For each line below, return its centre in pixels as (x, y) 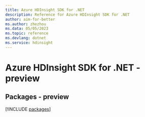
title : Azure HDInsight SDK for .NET (45, 10)
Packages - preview (37, 97)
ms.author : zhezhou (26, 24)
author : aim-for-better (30, 19)
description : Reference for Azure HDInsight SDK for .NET (67, 15)
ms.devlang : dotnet (26, 38)
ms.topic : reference (27, 33)
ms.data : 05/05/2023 (27, 29)
